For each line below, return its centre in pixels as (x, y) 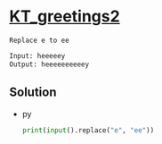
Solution (33, 93)
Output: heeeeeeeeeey (49, 64)
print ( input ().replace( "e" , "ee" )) (88, 130)
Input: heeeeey (37, 55)
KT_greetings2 (65, 17)
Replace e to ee (39, 40)
